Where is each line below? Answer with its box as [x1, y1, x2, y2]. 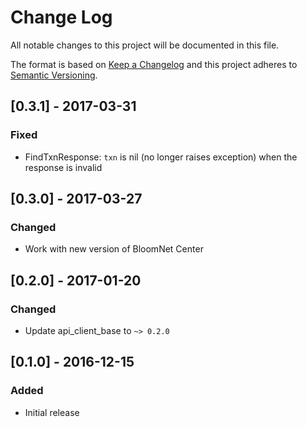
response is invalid [24, 161, 103, 173]
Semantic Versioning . [10, 69, 98, 81]
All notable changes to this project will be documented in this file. [10, 39, 280, 51]
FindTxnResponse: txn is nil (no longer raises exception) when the [24, 151, 298, 163]
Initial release [24, 406, 80, 418]
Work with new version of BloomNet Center [24, 243, 204, 255]
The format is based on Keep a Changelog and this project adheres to [10, 58, 298, 70]
